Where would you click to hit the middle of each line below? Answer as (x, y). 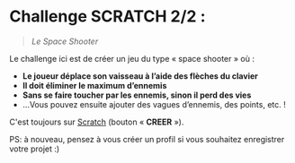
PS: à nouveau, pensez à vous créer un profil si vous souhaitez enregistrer (147, 139)
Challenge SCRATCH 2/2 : (107, 17)
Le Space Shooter (65, 41)
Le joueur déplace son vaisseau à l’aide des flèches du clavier (140, 76)
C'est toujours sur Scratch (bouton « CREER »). (97, 122)
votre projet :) (35, 149)
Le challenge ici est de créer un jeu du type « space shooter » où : (132, 58)
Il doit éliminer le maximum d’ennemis (94, 85)
